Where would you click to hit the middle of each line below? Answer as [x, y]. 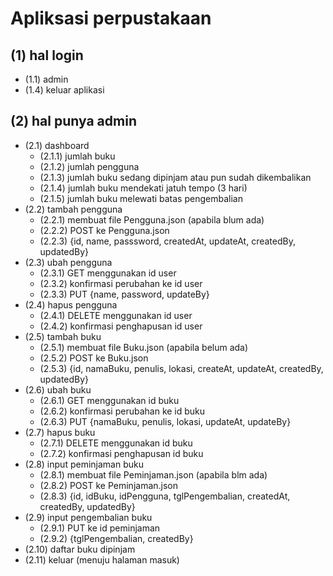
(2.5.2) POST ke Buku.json [94, 358]
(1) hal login [47, 55]
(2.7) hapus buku [60, 432]
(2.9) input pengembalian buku [88, 517]
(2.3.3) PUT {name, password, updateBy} [124, 294]
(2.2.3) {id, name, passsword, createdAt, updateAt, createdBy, [167, 241]
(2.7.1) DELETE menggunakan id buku [116, 443]
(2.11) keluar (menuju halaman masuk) [102, 559]
